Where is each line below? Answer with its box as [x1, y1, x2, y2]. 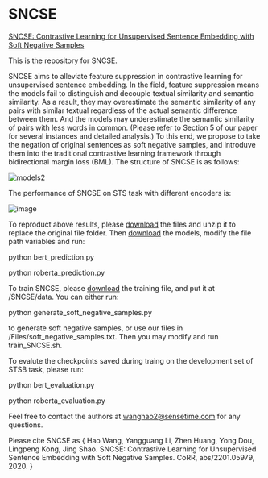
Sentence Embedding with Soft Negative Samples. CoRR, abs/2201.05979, [8, 452, 255, 462]
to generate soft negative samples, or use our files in [8, 323, 183, 333]
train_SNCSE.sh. [8, 340, 63, 350]
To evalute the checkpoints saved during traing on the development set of [8, 355, 254, 365]
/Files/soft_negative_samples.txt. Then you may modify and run [8, 331, 219, 341]
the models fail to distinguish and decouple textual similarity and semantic [8, 88, 254, 98]
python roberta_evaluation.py [8, 396, 106, 405]
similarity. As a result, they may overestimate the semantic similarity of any [8, 97, 256, 106]
